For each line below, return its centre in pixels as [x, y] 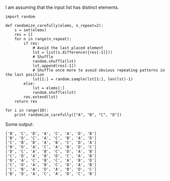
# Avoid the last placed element [68, 48]
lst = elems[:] [49, 88]
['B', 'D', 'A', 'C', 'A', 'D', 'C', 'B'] [51, 174]
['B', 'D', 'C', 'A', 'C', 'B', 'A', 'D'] [51, 138]
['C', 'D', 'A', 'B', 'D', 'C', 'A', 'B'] [51, 156]
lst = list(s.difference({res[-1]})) [73, 53]
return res [26, 101]
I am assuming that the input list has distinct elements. [62, 7]
